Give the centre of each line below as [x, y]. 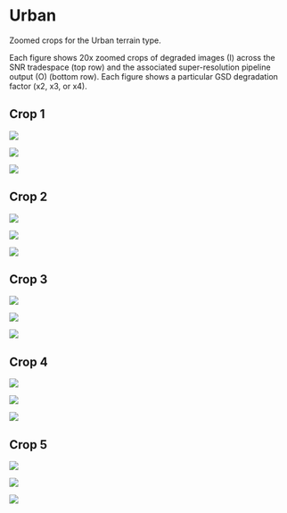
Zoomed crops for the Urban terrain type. [86, 40]
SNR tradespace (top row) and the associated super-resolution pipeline [140, 67]
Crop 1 [27, 114]
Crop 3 [29, 279]
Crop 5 [28, 445]
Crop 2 [28, 197]
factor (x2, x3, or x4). [48, 86]
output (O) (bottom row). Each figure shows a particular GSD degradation [144, 76]
